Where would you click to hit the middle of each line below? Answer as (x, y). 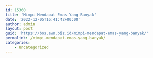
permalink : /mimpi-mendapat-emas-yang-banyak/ (55, 38)
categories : (18, 43)
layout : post (19, 29)
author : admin (20, 24)
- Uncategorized (32, 47)
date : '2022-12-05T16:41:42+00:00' (43, 19)
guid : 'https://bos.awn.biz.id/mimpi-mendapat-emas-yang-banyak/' (77, 33)
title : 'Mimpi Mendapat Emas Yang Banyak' (51, 15)
